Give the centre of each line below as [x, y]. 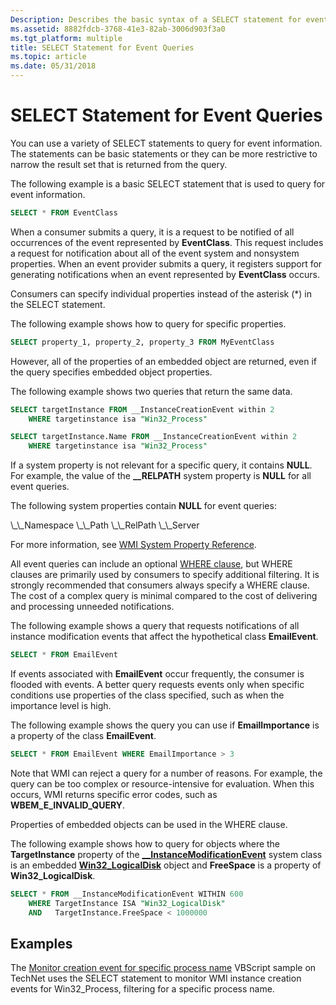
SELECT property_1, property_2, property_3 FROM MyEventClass [142, 342]
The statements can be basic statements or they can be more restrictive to [164, 153]
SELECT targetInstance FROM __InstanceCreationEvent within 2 [142, 409]
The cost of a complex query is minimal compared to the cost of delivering [164, 596]
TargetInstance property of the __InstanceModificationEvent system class [166, 854]
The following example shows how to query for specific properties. [148, 323]
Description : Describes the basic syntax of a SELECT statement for [156, 19]
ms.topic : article [48, 57]
